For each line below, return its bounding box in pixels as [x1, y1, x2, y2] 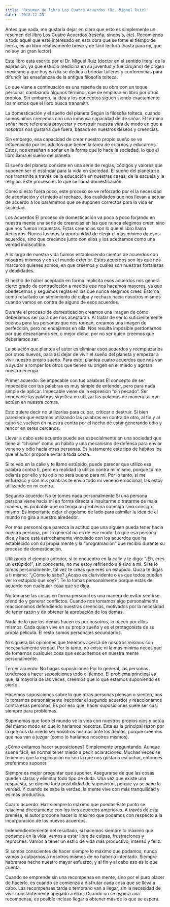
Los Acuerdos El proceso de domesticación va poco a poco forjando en [5, 214, 155, 221]
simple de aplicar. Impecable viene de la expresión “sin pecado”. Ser [5, 388, 148, 394]
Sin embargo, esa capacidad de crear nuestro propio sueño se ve [5, 136, 142, 142]
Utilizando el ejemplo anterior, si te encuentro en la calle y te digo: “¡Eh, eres [5, 556, 165, 562]
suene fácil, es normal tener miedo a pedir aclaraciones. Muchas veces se [5, 749, 161, 755]
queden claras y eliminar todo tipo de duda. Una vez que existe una [5, 775, 146, 781]
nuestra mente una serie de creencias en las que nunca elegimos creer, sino [5, 219, 165, 226]
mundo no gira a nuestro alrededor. [5, 514, 79, 520]
